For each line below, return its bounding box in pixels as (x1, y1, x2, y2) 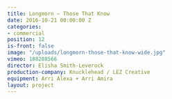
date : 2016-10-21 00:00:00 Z (7, 17, 92, 24)
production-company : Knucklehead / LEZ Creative (7, 68, 150, 75)
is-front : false (7, 43, 54, 49)
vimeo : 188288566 (7, 56, 58, 63)
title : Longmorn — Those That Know (7, 10, 110, 17)
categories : (7, 23, 42, 30)
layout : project (7, 82, 54, 89)
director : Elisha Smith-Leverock (7, 62, 104, 69)
